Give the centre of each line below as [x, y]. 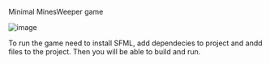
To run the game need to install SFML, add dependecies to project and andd [135, 43]
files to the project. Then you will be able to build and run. [105, 51]
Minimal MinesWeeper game [56, 12]
